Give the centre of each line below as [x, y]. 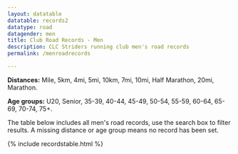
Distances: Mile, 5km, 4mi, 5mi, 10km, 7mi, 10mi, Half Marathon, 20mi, [111, 79]
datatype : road [30, 27]
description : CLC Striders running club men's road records [99, 47]
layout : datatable [35, 14]
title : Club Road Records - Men [55, 40]
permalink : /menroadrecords [49, 54]
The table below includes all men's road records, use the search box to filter [119, 122]
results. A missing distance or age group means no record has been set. [113, 130]
